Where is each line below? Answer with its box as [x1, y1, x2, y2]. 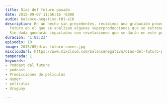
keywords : [5, 58, 26, 63]
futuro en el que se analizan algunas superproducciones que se [9, 26, 146, 31]
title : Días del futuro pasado [5, 7, 70, 12]
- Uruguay [5, 86, 26, 91]
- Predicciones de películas [5, 72, 66, 77]
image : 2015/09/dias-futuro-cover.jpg [5, 44, 85, 49]
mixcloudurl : [5, 49, 32, 54]
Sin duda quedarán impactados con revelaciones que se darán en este [9, 30, 157, 35]
